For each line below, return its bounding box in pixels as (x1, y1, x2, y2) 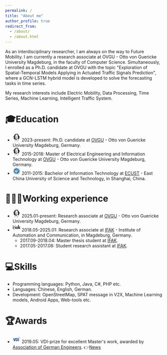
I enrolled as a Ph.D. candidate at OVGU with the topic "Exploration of (5, 65, 148, 70)
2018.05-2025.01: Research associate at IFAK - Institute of (21, 227, 141, 233)
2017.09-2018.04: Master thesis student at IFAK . (19, 237, 118, 243)
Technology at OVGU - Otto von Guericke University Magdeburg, (12, 156, 146, 162)
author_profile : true (5, 18, 50, 23)
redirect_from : (5, 24, 37, 29)
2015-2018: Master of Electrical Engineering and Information (21, 151, 146, 157)
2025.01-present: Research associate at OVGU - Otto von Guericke (21, 213, 159, 219)
